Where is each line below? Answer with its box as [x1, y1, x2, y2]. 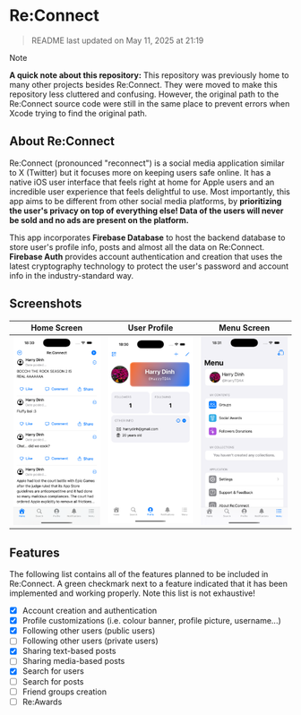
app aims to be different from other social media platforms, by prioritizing [9, 195, 282, 206]
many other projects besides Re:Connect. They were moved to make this [9, 79, 278, 90]
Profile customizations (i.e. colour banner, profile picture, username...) [21, 616, 282, 626]
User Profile [127, 323, 174, 333]
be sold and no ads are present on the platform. [9, 214, 190, 225]
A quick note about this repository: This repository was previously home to [9, 69, 289, 81]
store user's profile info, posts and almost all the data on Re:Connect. [9, 241, 265, 252]
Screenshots [9, 297, 82, 312]
